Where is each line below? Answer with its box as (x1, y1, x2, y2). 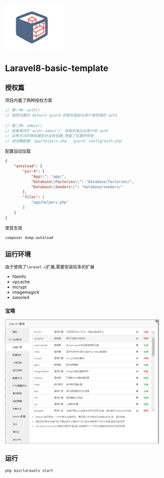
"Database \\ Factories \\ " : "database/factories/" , (31, 179, 134, 184)
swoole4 (12, 294, 30, 300)
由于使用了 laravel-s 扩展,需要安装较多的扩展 (5, 264, 95, 270)
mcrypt (12, 284, 27, 290)
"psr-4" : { (22, 168, 45, 174)
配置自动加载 (5, 148, 31, 154)
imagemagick (12, 289, 40, 295)
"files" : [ (22, 195, 45, 200)
